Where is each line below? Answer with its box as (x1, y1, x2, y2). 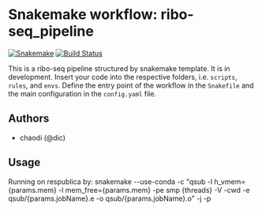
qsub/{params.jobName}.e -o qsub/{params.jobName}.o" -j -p (8, 194, 211, 203)
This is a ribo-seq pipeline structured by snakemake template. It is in (8, 63, 230, 73)
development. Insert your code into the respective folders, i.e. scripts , (8, 72, 238, 81)
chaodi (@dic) (19, 133, 65, 142)
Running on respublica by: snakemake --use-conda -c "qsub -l (8, 176, 213, 187)
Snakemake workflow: (8, 6, 158, 24)
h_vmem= (214, 176, 246, 187)
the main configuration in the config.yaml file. (8, 89, 156, 98)
